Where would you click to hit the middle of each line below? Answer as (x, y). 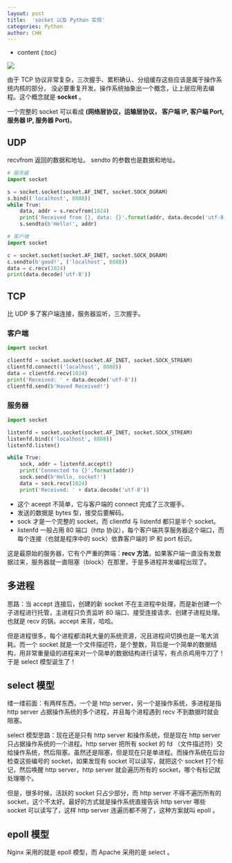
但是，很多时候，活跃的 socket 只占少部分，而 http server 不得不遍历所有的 (114, 793)
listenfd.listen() (33, 445)
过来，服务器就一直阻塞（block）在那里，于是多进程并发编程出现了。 (112, 562)
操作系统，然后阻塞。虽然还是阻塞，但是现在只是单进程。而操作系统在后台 (119, 752)
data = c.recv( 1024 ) (37, 268)
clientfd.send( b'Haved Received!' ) (58, 386)
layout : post (26, 13)
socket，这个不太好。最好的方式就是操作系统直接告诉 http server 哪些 (106, 802)
